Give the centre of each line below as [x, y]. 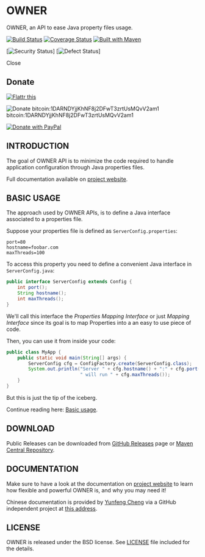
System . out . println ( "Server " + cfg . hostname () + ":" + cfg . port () [116, 369]
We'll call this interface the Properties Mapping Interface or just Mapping [98, 316]
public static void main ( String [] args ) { [72, 358]
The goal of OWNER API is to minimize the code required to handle [90, 161]
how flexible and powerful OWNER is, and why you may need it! [86, 490]
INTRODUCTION [38, 146]
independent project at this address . [52, 508]
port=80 [16, 242]
